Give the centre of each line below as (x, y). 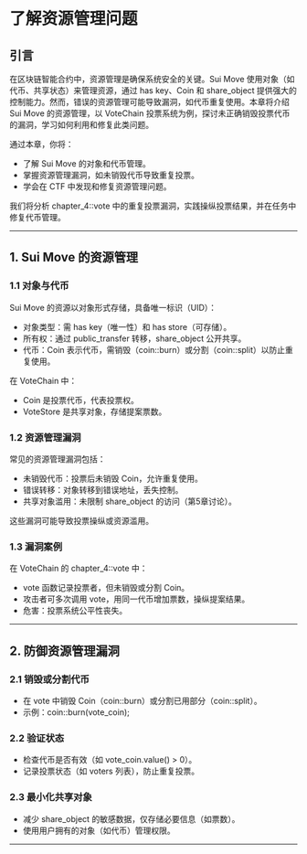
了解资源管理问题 (74, 19)
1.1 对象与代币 (39, 286)
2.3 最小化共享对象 (51, 797)
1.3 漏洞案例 (36, 547)
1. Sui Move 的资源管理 (74, 257)
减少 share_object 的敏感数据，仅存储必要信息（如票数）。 (131, 818)
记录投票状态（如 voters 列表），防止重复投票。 (111, 771)
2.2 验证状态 (37, 738)
